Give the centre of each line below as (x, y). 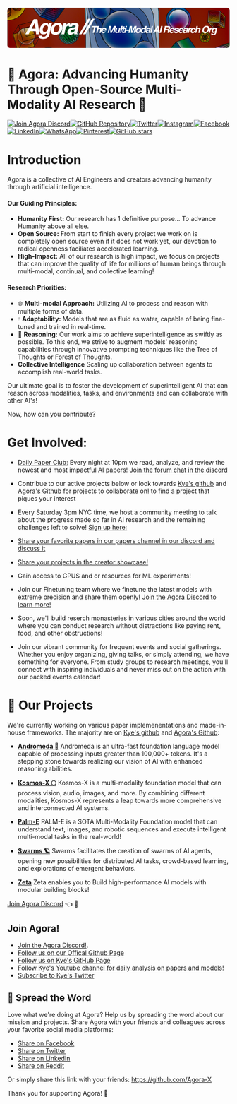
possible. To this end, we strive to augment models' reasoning (108, 342)
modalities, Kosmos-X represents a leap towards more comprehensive (120, 800)
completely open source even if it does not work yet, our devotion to (117, 242)
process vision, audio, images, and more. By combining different (111, 793)
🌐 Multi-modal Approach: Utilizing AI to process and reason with (113, 303)
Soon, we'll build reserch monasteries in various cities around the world (121, 618)
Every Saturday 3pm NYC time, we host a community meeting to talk (117, 512)
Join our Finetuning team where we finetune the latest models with (114, 589)
